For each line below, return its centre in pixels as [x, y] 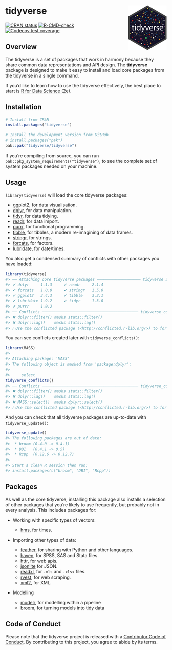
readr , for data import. [36, 221]
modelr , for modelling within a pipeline [61, 602]
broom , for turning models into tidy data [62, 608]
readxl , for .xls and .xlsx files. [53, 571]
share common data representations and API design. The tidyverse [76, 65]
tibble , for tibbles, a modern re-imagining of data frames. [73, 232]
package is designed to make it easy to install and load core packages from [85, 70]
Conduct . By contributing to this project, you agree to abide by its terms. [81, 642]
